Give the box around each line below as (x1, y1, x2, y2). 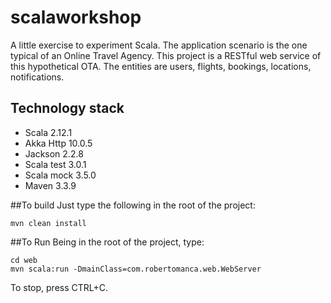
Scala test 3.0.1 (24, 158, 87, 170)
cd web (10, 255, 38, 265)
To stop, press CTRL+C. (10, 281, 109, 293)
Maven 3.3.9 (24, 179, 77, 191)
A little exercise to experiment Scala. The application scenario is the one (10, 39, 308, 51)
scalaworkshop (10, 6, 142, 29)
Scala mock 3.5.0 (24, 169, 97, 181)
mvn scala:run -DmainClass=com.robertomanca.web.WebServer (10, 264, 262, 274)
